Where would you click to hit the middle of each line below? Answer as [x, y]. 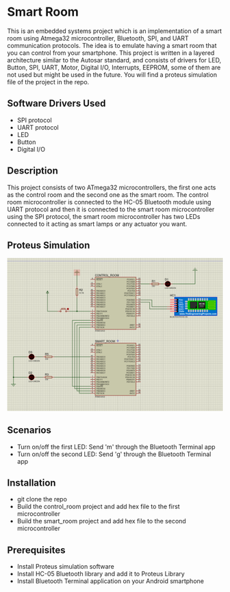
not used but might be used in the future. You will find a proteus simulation [112, 74]
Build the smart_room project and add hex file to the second [101, 521]
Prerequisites [36, 550]
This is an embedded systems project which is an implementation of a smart [115, 31]
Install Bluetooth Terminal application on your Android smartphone [110, 581]
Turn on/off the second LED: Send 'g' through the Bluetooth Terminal [114, 454]
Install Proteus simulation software [65, 567]
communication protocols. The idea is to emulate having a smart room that [112, 45]
